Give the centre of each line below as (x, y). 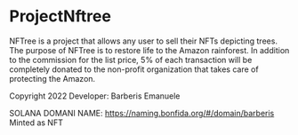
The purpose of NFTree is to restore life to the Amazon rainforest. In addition (149, 50)
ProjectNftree (60, 16)
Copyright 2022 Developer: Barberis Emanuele (95, 96)
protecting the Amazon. (52, 78)
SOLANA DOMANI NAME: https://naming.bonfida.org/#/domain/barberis (142, 113)
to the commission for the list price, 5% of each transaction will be (131, 60)
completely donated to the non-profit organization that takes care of (134, 69)
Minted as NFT (36, 123)
